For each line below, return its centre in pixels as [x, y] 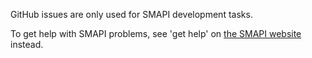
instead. [27, 44]
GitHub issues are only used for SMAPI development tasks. [131, 14]
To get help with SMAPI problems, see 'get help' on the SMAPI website [156, 33]
